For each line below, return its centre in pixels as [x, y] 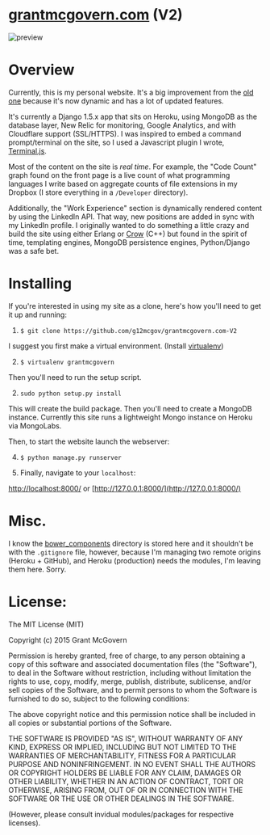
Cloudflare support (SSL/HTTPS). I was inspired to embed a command [125, 133]
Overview [42, 70]
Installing [40, 284]
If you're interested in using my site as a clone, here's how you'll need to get [135, 306]
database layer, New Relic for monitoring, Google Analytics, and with [122, 125]
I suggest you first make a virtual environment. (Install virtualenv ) [116, 346]
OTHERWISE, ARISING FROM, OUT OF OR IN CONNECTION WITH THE [126, 790]
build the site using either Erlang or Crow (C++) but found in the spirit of [128, 234]
